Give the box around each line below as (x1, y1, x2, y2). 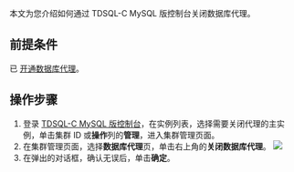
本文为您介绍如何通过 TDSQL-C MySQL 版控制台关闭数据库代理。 (9, 8, 256, 18)
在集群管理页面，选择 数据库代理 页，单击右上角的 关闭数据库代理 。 (22, 140, 271, 152)
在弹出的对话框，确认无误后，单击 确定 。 (22, 152, 175, 163)
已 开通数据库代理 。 (9, 63, 84, 74)
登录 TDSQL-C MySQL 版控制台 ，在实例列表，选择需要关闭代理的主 (22, 117, 278, 129)
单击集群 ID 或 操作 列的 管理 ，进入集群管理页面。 (38, 129, 220, 140)
